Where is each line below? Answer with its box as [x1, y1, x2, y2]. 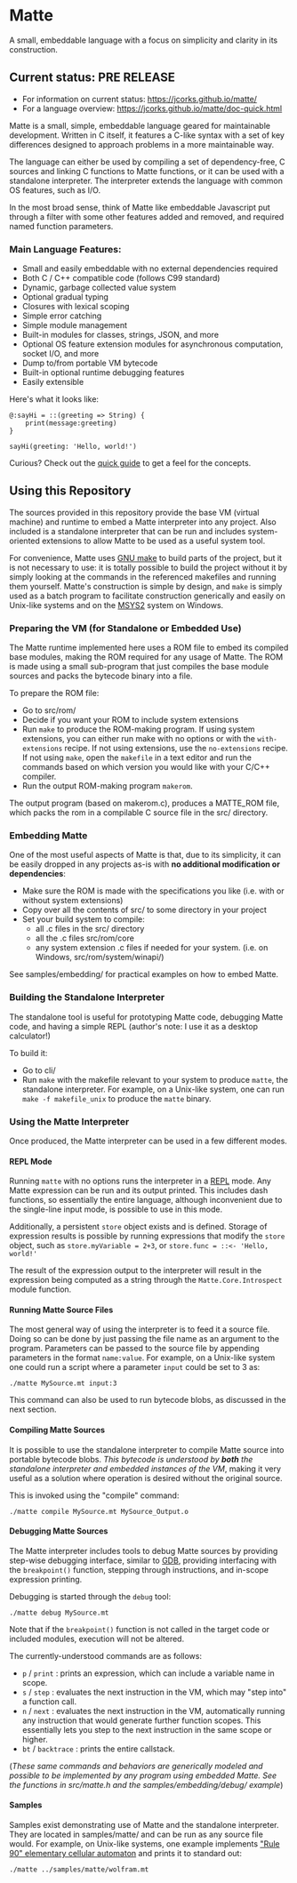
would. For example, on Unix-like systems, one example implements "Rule [9, 1839, 280, 1849]
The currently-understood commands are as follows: [9, 1650, 203, 1661]
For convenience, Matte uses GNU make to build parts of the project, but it [9, 552, 283, 563]
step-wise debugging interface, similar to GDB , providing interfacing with [9, 1555, 277, 1566]
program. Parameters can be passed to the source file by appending [9, 1343, 260, 1354]
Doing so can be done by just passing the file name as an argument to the [9, 1334, 280, 1344]
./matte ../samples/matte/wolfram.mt [9, 1865, 149, 1874]
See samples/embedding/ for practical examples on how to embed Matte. [9, 969, 278, 980]
